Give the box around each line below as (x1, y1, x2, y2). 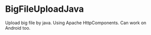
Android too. (5, 25, 31, 31)
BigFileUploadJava (5, 3, 84, 15)
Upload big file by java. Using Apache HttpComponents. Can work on (5, 20, 147, 26)
